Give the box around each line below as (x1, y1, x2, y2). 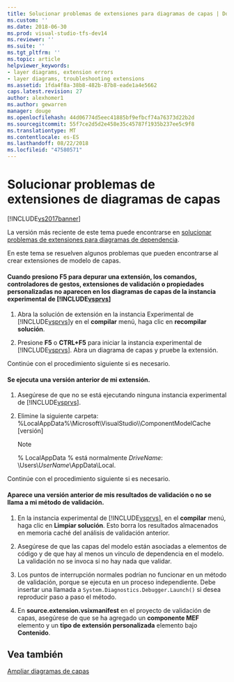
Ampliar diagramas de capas (7, 667, 89, 676)
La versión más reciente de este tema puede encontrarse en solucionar (7, 228, 212, 236)
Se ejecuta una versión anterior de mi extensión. (7, 375, 150, 384)
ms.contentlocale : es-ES (7, 133, 79, 140)
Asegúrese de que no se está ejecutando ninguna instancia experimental (17, 391, 227, 399)
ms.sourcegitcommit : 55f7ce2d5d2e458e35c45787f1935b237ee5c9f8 (7, 120, 195, 128)
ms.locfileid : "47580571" (7, 147, 82, 154)
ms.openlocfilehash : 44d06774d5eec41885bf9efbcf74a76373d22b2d (7, 114, 195, 121)
